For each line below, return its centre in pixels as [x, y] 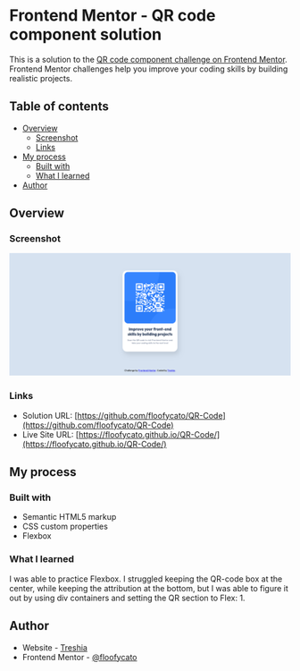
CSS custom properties [65, 527]
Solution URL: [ [50, 415]
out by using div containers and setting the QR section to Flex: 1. [127, 598]
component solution [86, 34]
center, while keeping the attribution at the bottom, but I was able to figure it [149, 588]
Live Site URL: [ [50, 434]
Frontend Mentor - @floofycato [79, 657]
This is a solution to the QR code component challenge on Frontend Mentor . [148, 59]
